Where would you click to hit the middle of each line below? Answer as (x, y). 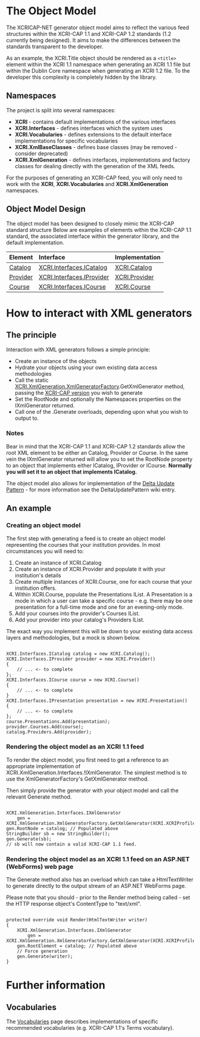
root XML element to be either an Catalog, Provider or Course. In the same (97, 453)
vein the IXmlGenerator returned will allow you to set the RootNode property (99, 459)
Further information (56, 985)
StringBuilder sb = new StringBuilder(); (58, 834)
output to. (27, 418)
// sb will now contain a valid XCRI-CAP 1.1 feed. (71, 844)
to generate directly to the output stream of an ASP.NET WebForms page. (96, 886)
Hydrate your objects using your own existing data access (86, 367)
